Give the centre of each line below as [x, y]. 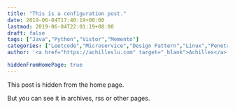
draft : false [26, 33]
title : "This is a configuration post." [67, 14]
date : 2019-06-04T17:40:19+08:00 [56, 20]
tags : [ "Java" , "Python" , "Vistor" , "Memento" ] [73, 40]
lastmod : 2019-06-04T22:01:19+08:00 [60, 26]
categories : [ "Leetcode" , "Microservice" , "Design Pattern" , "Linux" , [108, 46]
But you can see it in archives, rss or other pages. [79, 98]
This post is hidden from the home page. [66, 85]
